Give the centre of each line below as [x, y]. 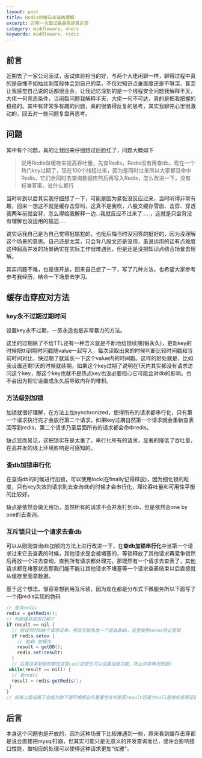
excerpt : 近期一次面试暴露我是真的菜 [47, 23]
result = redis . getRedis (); [47, 681]
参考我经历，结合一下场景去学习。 [48, 276]
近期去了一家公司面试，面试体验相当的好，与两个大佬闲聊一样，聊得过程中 [98, 75]
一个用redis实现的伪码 [34, 596]
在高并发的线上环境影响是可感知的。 [51, 447]
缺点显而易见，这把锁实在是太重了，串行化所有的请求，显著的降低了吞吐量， [101, 440]
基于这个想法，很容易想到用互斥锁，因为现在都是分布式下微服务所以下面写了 [101, 589]
